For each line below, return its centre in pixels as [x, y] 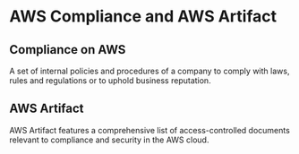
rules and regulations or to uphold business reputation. [111, 81]
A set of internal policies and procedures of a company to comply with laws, [149, 71]
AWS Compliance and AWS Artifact [143, 17]
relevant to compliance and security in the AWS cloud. [109, 140]
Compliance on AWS [68, 50]
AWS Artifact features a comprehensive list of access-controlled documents [150, 130]
